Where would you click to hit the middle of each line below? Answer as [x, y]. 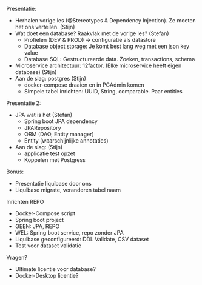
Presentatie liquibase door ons [53, 183]
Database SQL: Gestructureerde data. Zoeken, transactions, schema [109, 59]
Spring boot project [39, 220]
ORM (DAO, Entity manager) [59, 134]
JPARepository [43, 128]
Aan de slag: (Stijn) [39, 147]
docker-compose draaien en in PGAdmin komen [84, 85]
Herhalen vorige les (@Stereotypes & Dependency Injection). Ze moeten [105, 20]
